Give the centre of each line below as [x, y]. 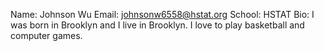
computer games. [46, 35]
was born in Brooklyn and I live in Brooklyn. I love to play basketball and [157, 25]
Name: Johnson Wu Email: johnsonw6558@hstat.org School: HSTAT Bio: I [162, 14]
